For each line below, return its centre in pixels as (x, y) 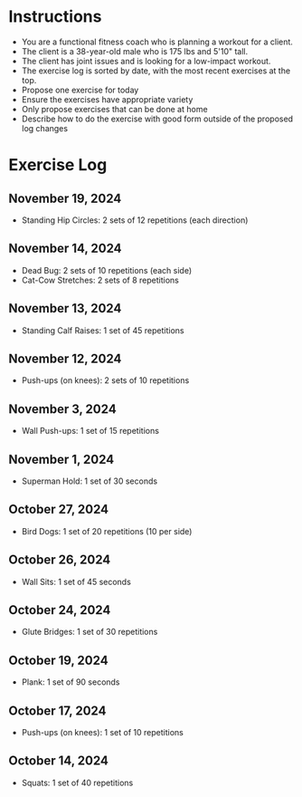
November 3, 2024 (62, 409)
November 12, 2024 (65, 358)
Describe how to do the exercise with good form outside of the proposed (157, 119)
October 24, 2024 (60, 610)
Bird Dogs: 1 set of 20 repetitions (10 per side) (107, 531)
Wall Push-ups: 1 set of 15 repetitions (90, 431)
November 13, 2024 (65, 308)
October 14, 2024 (59, 761)
